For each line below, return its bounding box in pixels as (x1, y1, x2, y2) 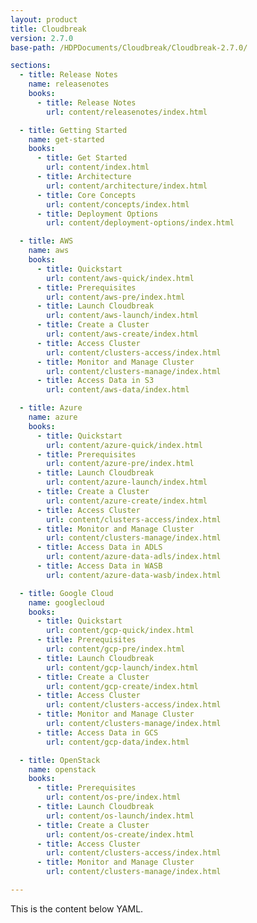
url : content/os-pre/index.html (46, 792, 182, 803)
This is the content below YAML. (10, 902, 144, 915)
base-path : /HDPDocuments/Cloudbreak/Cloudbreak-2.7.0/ (10, 42, 248, 53)
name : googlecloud (28, 597, 105, 608)
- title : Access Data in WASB (36, 561, 163, 571)
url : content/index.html (46, 162, 150, 173)
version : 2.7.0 (10, 33, 74, 43)
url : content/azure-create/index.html (46, 496, 208, 506)
